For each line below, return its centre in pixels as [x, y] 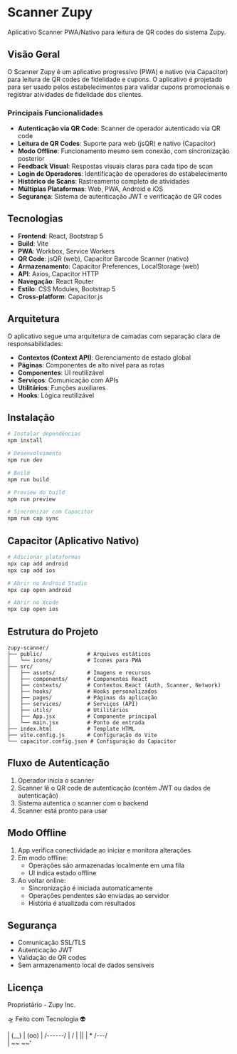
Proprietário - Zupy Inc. [42, 1005]
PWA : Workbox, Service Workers [66, 251]
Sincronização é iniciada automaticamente [90, 888]
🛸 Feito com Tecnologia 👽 [47, 1019]
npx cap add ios [31, 570]
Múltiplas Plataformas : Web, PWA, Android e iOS [90, 189]
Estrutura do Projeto [53, 631]
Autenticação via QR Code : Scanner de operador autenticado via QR [119, 128]
